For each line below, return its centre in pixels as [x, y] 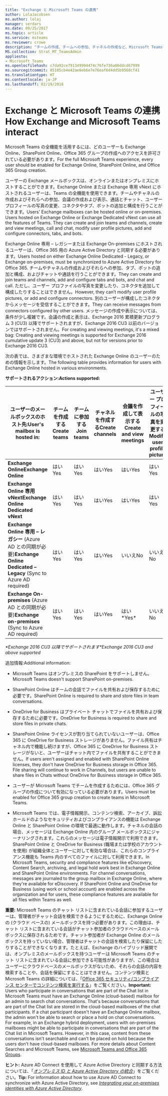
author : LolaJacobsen [28, 15]
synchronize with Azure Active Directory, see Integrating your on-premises [82, 1083]
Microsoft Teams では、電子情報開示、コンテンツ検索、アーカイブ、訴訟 [87, 813]
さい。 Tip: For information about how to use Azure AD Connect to [73, 1077]
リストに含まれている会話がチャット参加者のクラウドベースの [83, 928]
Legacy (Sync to [27, 573]
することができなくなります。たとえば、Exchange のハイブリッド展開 [81, 947]
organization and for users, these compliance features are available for [85, 894]
